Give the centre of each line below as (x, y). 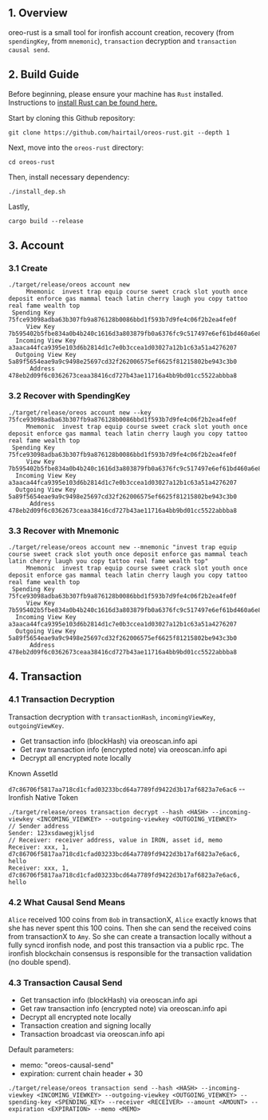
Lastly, (19, 206)
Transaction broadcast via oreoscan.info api (92, 1034)
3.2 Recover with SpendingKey (69, 396)
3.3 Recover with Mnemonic (64, 530)
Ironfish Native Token (43, 797)
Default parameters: (41, 1050)
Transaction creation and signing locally (85, 1026)
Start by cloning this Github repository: (72, 118)
